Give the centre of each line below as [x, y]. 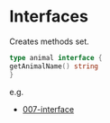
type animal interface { [56, 57]
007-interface [48, 109]
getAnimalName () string [54, 66]
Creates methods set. [50, 41]
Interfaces [49, 17]
